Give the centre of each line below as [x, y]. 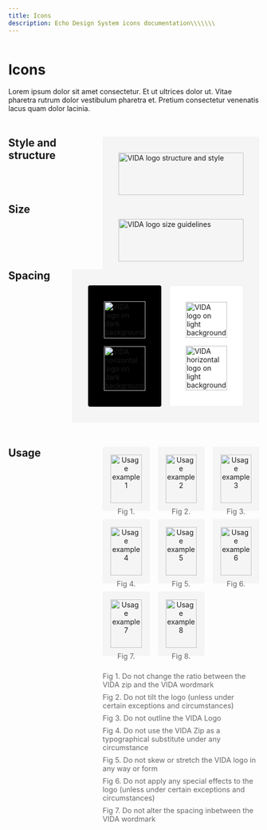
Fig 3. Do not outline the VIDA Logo [162, 718]
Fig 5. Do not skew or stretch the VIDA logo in [179, 761]
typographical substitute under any [162, 739]
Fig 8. [181, 657]
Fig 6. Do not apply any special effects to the [178, 781]
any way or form [130, 768]
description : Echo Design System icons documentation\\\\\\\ [112, 23]
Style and [33, 143]
